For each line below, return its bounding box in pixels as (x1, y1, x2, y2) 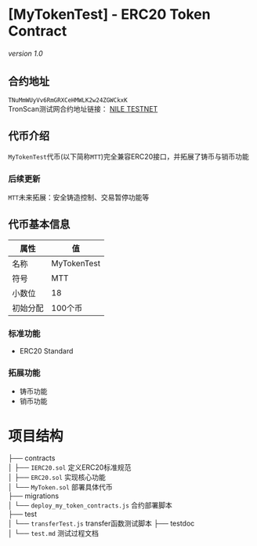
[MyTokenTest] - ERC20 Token (8, 5, 211, 24)
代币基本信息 (8, 218, 71, 231)
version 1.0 (8, 49, 43, 58)
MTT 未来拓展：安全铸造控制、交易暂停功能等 (8, 192, 150, 202)
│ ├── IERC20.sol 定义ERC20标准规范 (8, 463, 132, 472)
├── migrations (8, 491, 60, 500)
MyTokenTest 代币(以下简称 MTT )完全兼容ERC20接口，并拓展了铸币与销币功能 (8, 152, 249, 161)
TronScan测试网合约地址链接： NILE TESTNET (8, 104, 158, 113)
